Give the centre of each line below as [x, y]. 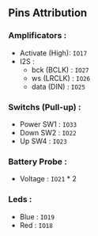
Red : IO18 [36, 225]
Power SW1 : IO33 [48, 124]
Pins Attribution [48, 13]
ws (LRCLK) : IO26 [61, 78]
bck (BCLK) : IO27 [60, 70]
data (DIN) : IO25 [58, 86]
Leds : [20, 200]
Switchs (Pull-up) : [45, 107]
